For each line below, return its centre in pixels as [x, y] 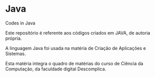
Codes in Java [20, 23]
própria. [14, 38]
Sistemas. [16, 54]
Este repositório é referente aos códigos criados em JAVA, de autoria [78, 33]
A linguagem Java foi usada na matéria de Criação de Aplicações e [76, 48]
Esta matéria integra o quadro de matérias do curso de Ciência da [74, 63]
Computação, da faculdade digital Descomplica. [56, 69]
